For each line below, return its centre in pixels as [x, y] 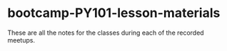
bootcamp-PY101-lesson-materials [114, 13]
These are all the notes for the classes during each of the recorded [106, 33]
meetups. [21, 40]
